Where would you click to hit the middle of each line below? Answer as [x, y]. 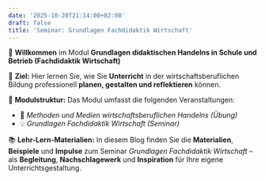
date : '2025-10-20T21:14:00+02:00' [67, 15]
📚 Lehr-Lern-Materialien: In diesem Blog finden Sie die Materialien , [121, 140]
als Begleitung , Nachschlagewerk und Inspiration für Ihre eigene [116, 159]
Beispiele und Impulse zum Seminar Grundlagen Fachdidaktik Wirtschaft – [131, 152]
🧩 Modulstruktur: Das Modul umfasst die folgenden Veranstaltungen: [121, 100]
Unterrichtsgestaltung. [45, 168]
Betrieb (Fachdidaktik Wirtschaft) [64, 61]
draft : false [30, 23]
